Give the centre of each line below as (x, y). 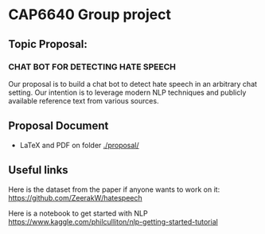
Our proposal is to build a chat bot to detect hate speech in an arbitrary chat (132, 84)
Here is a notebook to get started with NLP (78, 213)
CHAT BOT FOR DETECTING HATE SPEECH (92, 67)
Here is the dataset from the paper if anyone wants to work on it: (114, 189)
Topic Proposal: (48, 44)
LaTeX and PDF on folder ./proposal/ (79, 145)
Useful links (39, 170)
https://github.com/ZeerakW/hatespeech (76, 197)
